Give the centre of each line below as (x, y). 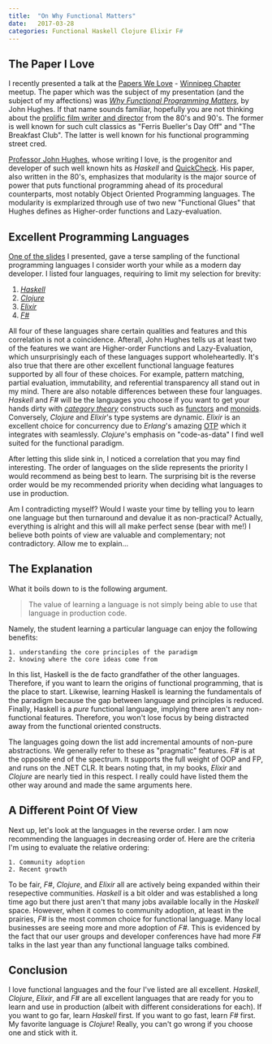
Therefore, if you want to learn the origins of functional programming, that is (136, 683)
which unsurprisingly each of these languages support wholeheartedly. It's (134, 357)
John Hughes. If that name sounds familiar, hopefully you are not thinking (131, 110)
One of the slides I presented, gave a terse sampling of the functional (124, 256)
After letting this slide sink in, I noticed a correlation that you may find (125, 459)
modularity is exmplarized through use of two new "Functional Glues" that (132, 203)
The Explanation (51, 569)
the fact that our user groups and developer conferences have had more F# (135, 936)
